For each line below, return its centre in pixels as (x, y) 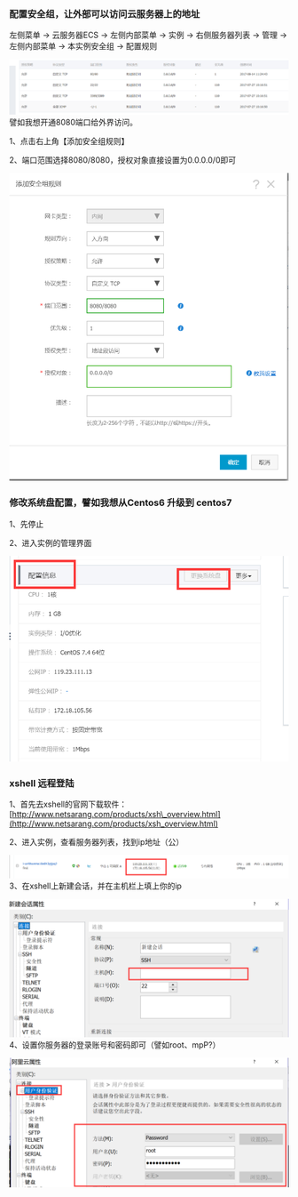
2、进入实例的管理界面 (51, 542)
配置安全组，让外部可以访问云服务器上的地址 (105, 13)
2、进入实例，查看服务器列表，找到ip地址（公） (97, 842)
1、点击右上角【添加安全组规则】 (69, 141)
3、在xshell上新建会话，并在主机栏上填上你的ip (95, 886)
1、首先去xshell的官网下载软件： (68, 804)
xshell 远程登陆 (42, 783)
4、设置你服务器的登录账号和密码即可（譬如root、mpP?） (115, 1045)
